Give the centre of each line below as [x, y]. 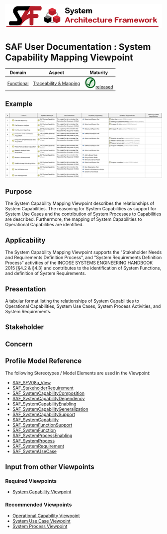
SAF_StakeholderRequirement [43, 388]
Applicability [25, 240]
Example [19, 104]
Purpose [19, 191]
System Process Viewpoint [40, 526]
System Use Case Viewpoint [41, 521]
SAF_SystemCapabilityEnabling [44, 404]
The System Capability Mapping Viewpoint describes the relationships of [80, 203]
